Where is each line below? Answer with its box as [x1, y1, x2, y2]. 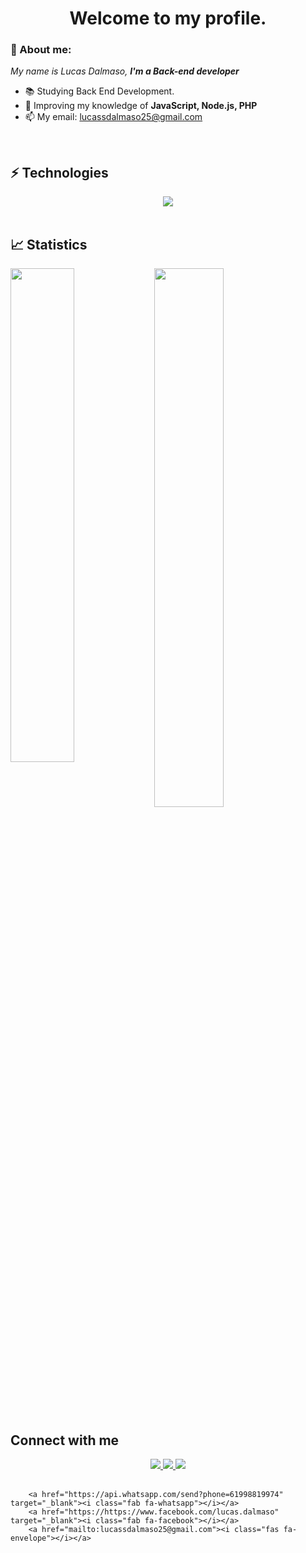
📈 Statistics [10, 236, 88, 253]
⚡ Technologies [10, 164, 109, 181]
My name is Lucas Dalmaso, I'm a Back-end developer [10, 65, 240, 77]
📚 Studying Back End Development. [24, 85, 175, 97]
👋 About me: [10, 43, 72, 57]
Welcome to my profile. [69, 7, 267, 30]
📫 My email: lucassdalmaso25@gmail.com [24, 111, 203, 123]
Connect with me [10, 1432, 120, 1449]
